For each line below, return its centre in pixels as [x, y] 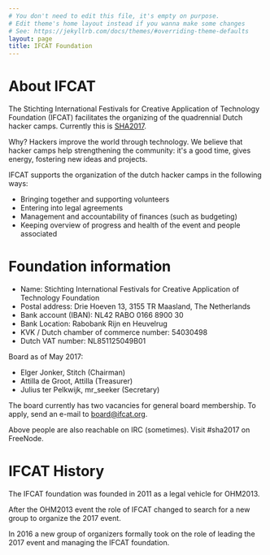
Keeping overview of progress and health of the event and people [130, 225]
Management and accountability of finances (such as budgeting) [129, 217]
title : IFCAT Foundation [50, 46]
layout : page [30, 39]
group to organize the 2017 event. [65, 518]
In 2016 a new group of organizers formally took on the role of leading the [132, 534]
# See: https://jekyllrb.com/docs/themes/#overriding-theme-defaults [129, 31]
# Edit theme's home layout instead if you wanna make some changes [127, 24]
